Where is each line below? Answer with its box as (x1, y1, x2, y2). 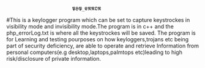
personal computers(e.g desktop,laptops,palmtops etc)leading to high (6, 49, 182, 56)
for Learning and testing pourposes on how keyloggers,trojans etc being (6, 36, 189, 42)
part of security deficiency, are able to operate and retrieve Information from (6, 42, 199, 49)
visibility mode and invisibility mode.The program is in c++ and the (6, 23, 174, 30)
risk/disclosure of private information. (6, 55, 102, 62)
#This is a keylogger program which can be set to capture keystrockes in (6, 16, 190, 24)
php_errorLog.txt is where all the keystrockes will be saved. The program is (6, 29, 196, 36)
